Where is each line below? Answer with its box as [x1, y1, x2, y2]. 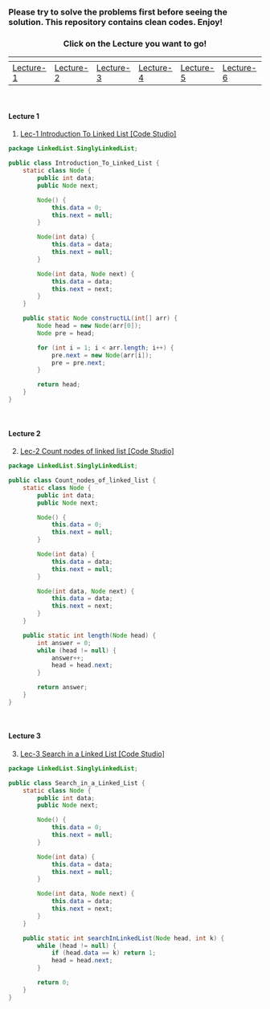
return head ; [37, 381, 81, 389]
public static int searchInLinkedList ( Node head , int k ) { [22, 934, 225, 942]
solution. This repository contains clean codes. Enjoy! [8, 16, 223, 27]
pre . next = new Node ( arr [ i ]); [51, 351, 153, 359]
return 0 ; [37, 978, 70, 987]
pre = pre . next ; [51, 358, 106, 367]
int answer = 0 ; [37, 639, 92, 647]
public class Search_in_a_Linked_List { [8, 778, 146, 787]
